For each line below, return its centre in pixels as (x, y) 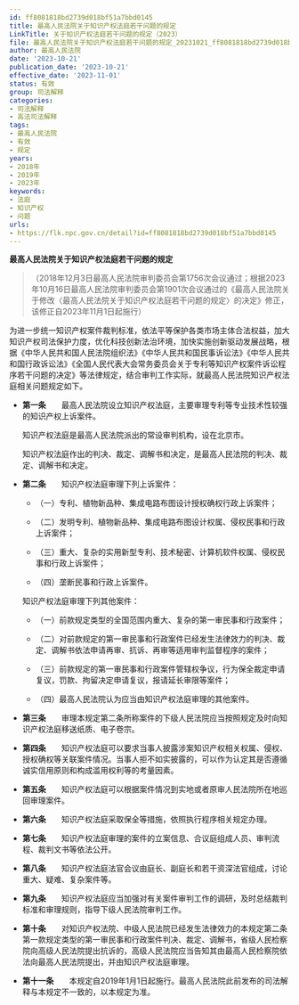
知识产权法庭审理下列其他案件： (81, 601)
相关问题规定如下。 (52, 386)
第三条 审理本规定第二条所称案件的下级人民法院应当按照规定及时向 (151, 718)
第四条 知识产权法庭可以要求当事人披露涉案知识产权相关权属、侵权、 (154, 748)
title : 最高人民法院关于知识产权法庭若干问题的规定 (93, 26)
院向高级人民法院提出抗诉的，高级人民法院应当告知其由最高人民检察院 (151, 951)
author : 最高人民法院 (45, 51)
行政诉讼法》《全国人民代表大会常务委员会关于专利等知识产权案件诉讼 (151, 364)
